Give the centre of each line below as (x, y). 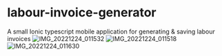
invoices (19, 38)
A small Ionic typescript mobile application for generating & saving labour (111, 31)
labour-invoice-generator (82, 13)
